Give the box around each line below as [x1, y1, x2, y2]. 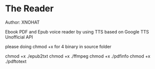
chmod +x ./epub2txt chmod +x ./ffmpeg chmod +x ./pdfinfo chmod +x [5, 53, 151, 59]
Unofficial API [5, 34, 33, 40]
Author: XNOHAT [5, 19, 40, 25]
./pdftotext [5, 58, 27, 64]
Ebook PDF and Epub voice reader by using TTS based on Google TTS [5, 29, 150, 34]
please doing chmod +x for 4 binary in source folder [5, 43, 111, 49]
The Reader [5, 3, 54, 14]
